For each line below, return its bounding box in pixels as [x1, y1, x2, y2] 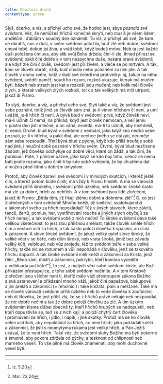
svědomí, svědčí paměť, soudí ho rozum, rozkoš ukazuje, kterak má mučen [5, 76, 155, 83]
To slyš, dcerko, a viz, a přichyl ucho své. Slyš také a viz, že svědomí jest [5, 102, 151, 108]
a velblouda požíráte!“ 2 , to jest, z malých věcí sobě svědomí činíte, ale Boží [5, 262, 155, 268]
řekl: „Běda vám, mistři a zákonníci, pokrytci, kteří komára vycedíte [5, 256, 138, 263]
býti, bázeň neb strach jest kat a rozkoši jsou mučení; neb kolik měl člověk [5, 82, 153, 88]
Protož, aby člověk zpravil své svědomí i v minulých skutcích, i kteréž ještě [5, 173, 154, 179]
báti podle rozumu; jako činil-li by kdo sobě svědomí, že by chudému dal [5, 159, 149, 165]
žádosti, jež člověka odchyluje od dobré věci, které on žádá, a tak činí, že [5, 148, 151, 154]
